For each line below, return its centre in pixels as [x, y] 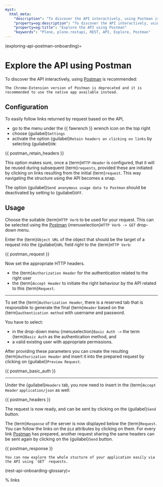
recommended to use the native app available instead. [62, 92]
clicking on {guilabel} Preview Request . [43, 361]
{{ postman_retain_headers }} [34, 153]
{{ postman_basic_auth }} [30, 371]
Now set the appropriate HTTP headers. [45, 263]
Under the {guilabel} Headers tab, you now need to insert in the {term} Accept [81, 385]
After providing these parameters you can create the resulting [67, 351]
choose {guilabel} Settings [39, 133]
